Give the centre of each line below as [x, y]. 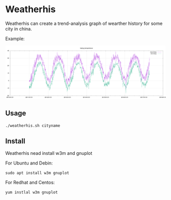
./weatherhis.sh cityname [33, 125]
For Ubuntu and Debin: [29, 163]
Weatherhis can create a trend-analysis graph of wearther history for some [84, 23]
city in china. [19, 28]
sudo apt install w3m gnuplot [37, 173]
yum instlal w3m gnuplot [32, 192]
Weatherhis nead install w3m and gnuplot [49, 153]
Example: [15, 39]
